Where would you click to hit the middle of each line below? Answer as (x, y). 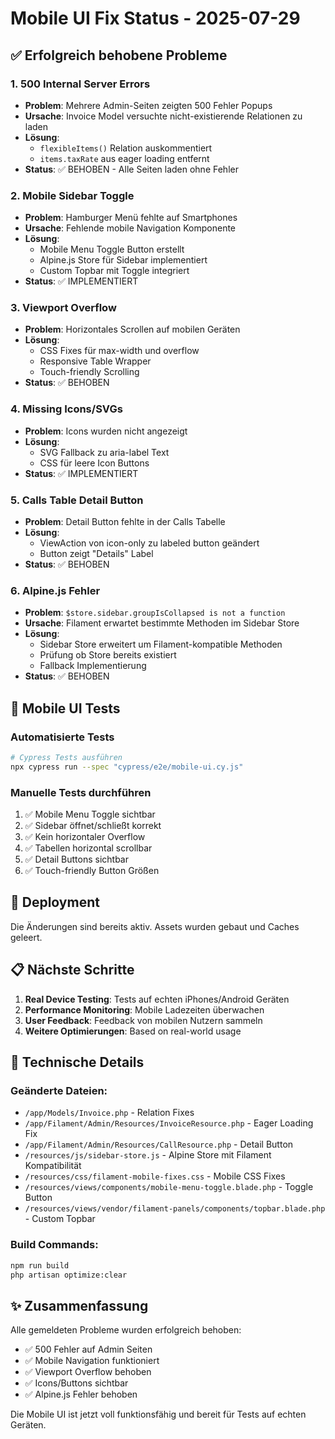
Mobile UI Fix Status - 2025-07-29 (155, 18)
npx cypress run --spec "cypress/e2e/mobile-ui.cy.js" (127, 767)
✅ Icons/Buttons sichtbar (76, 1383)
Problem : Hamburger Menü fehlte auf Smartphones (131, 218)
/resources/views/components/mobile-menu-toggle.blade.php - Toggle (169, 1187)
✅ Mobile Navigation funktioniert (92, 1361)
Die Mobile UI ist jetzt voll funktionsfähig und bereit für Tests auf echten (158, 1414)
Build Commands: (54, 1245)
